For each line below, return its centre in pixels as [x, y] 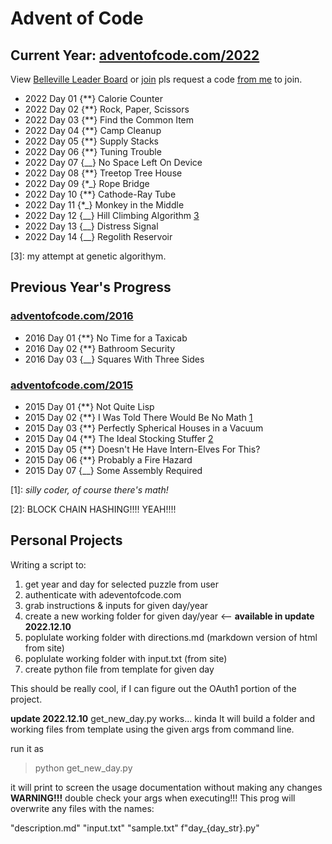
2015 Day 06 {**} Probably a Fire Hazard [108, 459]
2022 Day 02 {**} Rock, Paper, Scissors [107, 109]
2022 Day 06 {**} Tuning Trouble [93, 151]
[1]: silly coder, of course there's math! [89, 489]
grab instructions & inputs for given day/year [116, 605]
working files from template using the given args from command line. [152, 729]
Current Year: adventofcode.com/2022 [135, 55]
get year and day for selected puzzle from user [122, 584]
